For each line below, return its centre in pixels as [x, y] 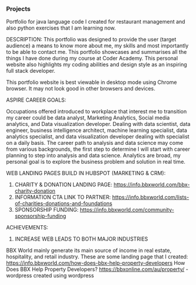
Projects [18, 9]
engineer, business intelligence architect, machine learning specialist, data [97, 130]
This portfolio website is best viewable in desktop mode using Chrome [92, 82]
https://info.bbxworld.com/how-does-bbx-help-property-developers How [96, 263]
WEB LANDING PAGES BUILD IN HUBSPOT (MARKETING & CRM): [86, 173]
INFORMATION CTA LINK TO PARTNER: [63, 197]
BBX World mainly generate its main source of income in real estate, [89, 251]
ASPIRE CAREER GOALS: [36, 100]
